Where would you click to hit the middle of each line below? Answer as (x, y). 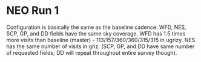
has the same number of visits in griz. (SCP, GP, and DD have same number (100, 46)
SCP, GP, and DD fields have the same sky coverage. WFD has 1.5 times (96, 33)
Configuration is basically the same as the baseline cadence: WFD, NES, (96, 27)
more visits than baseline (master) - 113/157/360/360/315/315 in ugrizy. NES (101, 40)
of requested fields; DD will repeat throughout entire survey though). (92, 52)
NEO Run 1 (33, 11)
